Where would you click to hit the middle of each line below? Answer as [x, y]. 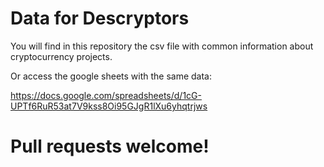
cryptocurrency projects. [61, 56]
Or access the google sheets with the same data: [111, 76]
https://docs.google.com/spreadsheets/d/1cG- [106, 95]
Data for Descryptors [100, 18]
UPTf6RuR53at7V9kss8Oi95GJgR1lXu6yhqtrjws [109, 106]
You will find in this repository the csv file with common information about [162, 46]
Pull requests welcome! [110, 146]
